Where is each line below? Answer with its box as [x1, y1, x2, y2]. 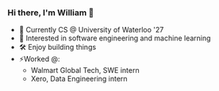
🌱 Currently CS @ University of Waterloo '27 [18, 25, 164, 35]
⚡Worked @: [18, 55, 60, 64]
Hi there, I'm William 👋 [7, 7, 94, 18]
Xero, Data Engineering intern [30, 74, 128, 84]
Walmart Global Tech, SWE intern [30, 66, 140, 75]
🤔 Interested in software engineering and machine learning [18, 33, 211, 43]
